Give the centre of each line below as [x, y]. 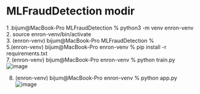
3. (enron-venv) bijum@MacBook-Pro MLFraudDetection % [80, 40]
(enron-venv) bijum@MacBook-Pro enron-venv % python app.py [96, 78]
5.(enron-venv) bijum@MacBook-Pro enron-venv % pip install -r [86, 47]
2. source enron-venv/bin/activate [49, 34]
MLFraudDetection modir [71, 11]
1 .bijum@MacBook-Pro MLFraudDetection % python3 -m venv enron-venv [100, 28]
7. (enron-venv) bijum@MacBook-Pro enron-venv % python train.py [91, 60]
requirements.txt [27, 53]
